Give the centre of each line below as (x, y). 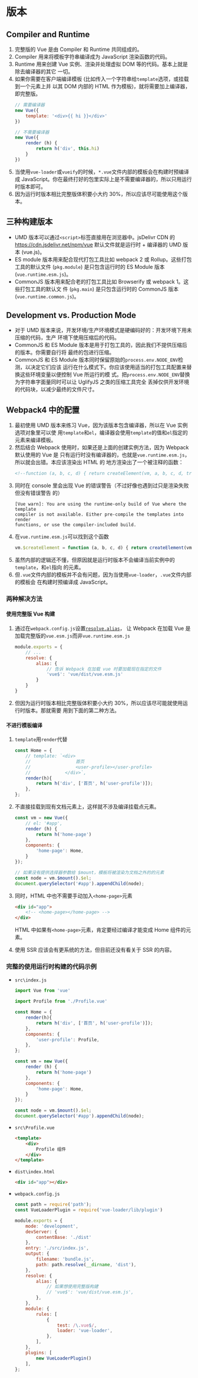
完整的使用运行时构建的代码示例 (52, 967)
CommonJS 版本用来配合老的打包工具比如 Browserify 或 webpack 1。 (99, 281)
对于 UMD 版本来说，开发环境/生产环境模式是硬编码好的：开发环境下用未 (103, 330)
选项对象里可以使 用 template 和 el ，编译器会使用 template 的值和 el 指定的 (101, 433)
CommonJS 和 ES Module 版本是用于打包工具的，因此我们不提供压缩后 (101, 345)
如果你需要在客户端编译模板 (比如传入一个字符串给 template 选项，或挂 (99, 79)
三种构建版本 (29, 222)
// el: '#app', (44, 823)
